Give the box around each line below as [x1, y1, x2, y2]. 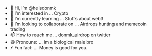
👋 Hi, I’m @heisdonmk [10, 5, 56, 11]
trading [10, 26, 25, 32]
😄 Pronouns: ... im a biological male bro [10, 39, 94, 45]
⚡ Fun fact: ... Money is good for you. [10, 45, 88, 50]
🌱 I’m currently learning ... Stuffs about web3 [10, 16, 104, 21]
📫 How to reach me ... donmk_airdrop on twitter [10, 32, 111, 38]
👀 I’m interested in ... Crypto [10, 10, 68, 16]
